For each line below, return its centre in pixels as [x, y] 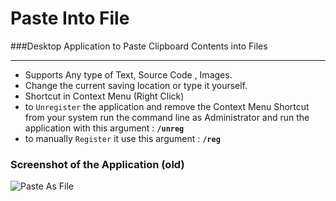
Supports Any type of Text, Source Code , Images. [128, 74]
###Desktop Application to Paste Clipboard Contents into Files [139, 46]
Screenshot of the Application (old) [97, 164]
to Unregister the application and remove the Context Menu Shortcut [167, 106]
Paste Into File [70, 18]
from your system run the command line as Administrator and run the [167, 117]
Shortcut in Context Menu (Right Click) [104, 96]
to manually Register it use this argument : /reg [122, 138]
